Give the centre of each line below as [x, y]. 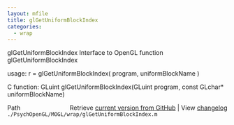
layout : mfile [28, 14]
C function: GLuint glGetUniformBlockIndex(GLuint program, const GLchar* [116, 87]
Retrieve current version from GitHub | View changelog [148, 108]
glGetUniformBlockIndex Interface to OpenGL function [86, 53]
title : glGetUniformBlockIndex [53, 20]
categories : [24, 26]
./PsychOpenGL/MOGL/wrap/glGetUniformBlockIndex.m [82, 115]
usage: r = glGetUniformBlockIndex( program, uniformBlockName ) [103, 74]
